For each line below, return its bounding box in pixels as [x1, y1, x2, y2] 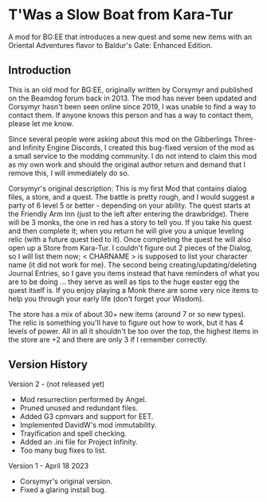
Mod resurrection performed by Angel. [19, 394, 147, 404]
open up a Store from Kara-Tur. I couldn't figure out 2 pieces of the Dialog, [8, 243, 253, 252]
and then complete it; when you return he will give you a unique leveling [8, 226, 245, 235]
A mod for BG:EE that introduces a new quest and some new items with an [8, 32, 253, 42]
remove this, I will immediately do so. [8, 168, 130, 177]
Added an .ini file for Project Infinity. [19, 437, 138, 446]
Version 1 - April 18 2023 [8, 460, 89, 470]
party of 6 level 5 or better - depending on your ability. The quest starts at [8, 200, 251, 210]
